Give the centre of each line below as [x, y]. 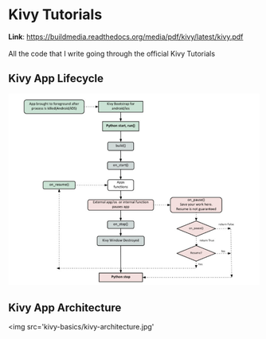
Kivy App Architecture [65, 308]
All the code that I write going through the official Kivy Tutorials [112, 53]
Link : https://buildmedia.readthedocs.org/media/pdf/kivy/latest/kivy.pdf [126, 37]
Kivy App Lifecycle [56, 78]
